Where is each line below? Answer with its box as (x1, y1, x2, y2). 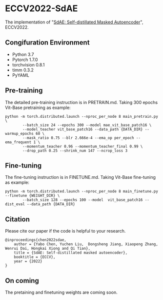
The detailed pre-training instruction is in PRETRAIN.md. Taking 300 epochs (5, 99, 158, 105)
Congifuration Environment (5, 39, 90, 47)
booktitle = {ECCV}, (14, 255, 56, 259)
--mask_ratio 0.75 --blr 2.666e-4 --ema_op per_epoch (22, 135, 134, 140)
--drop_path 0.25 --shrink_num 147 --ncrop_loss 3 (22, 148, 128, 153)
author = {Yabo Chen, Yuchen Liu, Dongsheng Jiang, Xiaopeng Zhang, (14, 242, 159, 247)
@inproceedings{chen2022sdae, (5, 237, 67, 242)
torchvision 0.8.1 (12, 62, 45, 67)
